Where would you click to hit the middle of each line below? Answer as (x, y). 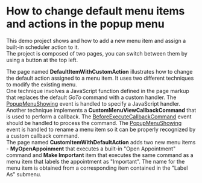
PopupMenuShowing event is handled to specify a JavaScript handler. (93, 103)
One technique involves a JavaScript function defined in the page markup (98, 91)
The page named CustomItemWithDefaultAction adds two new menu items (101, 142)
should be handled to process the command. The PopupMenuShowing (94, 123)
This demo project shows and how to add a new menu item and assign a (96, 40)
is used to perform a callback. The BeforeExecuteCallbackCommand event (99, 117)
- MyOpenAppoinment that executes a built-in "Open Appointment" (91, 149)
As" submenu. (24, 174)
